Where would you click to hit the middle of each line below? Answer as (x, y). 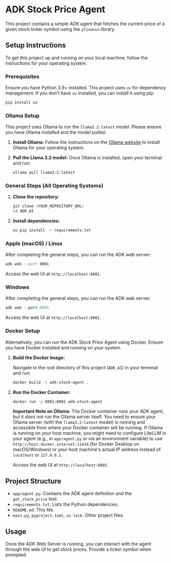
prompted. (16, 555)
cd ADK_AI (23, 211)
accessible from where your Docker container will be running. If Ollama (88, 428)
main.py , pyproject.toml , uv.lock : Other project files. (68, 515)
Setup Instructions (36, 45)
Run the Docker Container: (41, 392)
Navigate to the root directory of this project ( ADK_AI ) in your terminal (85, 367)
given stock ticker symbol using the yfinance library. (60, 29)
